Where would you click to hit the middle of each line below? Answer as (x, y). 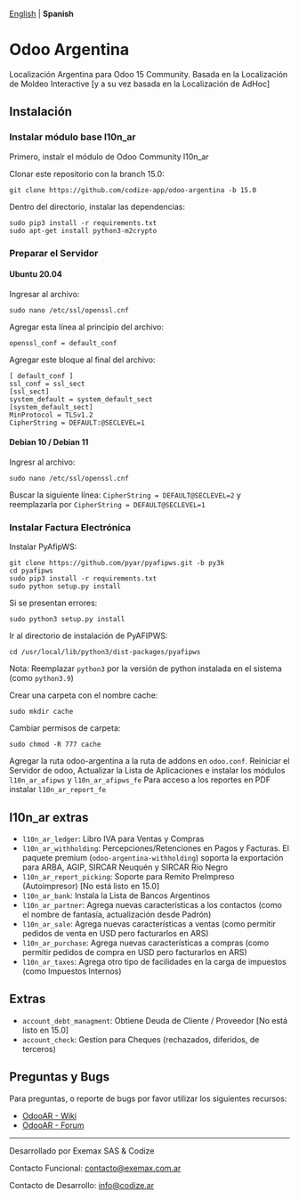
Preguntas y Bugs (59, 1077)
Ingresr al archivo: (42, 462)
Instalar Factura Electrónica (70, 527)
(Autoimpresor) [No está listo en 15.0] (91, 887)
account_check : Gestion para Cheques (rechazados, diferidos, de (141, 1039)
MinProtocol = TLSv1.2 (51, 415)
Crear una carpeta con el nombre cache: (84, 695)
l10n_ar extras (49, 818)
